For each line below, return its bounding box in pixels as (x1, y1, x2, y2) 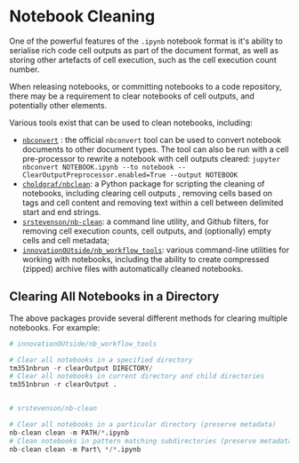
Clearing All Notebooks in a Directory (9, 289, 220, 304)
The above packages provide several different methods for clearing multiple (9, 313, 287, 323)
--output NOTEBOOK (169, 171, 238, 180)
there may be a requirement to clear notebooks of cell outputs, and (9, 91, 255, 101)
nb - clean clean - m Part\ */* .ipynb (9, 444, 141, 454)
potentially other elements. (9, 100, 108, 110)
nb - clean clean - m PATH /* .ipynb (9, 428, 129, 437)
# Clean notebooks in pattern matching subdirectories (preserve (9, 436, 256, 445)
